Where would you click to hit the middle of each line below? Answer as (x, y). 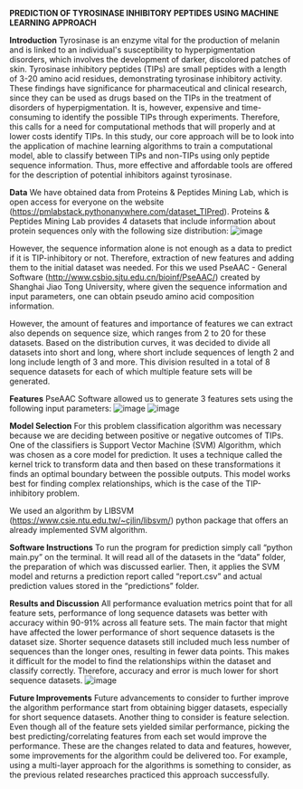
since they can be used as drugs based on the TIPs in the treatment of (141, 98)
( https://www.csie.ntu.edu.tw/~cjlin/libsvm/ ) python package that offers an (149, 520)
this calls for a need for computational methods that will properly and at (142, 127)
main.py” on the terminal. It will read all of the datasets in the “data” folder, (148, 557)
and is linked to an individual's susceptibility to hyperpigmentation (133, 50)
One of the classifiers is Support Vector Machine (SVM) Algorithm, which (146, 445)
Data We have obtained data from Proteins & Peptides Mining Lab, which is (149, 192)
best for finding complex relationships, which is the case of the (127, 484)
